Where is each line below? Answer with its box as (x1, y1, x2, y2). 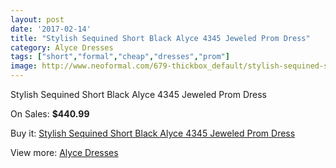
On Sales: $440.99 (10, 108, 90, 120)
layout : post (10, 14, 65, 25)
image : (10, 61, 38, 71)
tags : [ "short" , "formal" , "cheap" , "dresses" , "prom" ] (10, 52, 230, 62)
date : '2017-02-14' (10, 24, 92, 34)
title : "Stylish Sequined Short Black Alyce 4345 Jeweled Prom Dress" (10, 33, 311, 43)
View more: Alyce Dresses (10, 147, 119, 158)
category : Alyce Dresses (10, 42, 114, 53)
